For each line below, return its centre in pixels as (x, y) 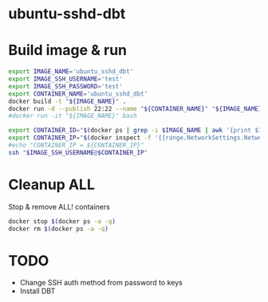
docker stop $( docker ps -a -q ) (62, 221)
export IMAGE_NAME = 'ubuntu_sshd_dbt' (71, 72)
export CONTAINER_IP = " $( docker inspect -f (80, 138)
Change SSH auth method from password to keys (101, 283)
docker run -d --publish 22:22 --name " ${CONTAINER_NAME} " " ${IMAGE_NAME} (135, 108)
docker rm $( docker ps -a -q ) (59, 229)
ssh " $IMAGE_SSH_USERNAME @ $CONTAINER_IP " (78, 152)
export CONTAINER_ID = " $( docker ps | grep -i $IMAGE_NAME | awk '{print (130, 131)
